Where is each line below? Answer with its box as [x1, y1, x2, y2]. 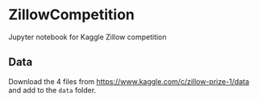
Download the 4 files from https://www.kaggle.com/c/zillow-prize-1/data [8, 76, 250, 86]
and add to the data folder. [8, 85, 97, 95]
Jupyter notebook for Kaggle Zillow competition [8, 32, 167, 42]
